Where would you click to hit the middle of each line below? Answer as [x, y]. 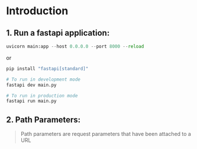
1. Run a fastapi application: [58, 33]
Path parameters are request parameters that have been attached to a [106, 134]
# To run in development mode [43, 79]
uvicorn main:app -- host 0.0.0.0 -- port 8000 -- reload [75, 46]
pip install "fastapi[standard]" [47, 69]
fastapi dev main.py [32, 85]
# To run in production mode [42, 96]
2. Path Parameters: [43, 120]
